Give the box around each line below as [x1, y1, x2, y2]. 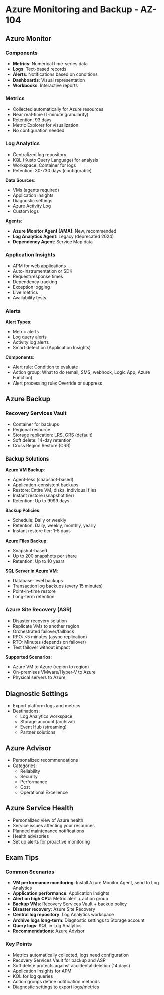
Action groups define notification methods [12, 978, 100, 984]
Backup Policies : [5, 507, 41, 514]
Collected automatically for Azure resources [12, 106, 104, 112]
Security [20, 773, 38, 779]
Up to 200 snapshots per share [12, 553, 77, 559]
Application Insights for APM [12, 968, 72, 974]
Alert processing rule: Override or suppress [12, 380, 103, 386]
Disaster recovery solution [12, 618, 67, 624]
